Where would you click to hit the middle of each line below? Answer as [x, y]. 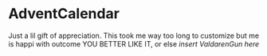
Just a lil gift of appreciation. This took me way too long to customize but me [134, 35]
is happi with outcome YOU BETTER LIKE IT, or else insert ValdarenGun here [134, 43]
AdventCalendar [64, 14]
